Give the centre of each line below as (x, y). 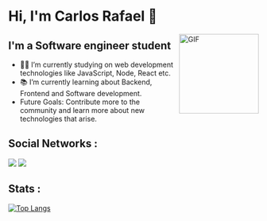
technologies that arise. (58, 119)
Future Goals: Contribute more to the (80, 102)
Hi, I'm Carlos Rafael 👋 (83, 16)
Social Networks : (53, 143)
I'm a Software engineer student (90, 46)
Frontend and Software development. (81, 93)
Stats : (25, 189)
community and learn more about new (82, 110)
